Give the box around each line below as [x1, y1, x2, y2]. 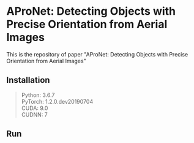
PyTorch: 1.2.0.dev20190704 [21, 98, 94, 105]
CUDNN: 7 [21, 110, 48, 118]
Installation [6, 75, 50, 85]
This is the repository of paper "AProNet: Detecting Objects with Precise [6, 50, 188, 58]
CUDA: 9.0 [21, 104, 48, 112]
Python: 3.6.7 [21, 91, 55, 99]
